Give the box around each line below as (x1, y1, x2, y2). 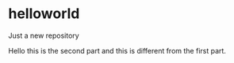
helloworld (8, 5, 80, 23)
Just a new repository (8, 31, 79, 40)
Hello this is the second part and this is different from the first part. (8, 46, 226, 55)
